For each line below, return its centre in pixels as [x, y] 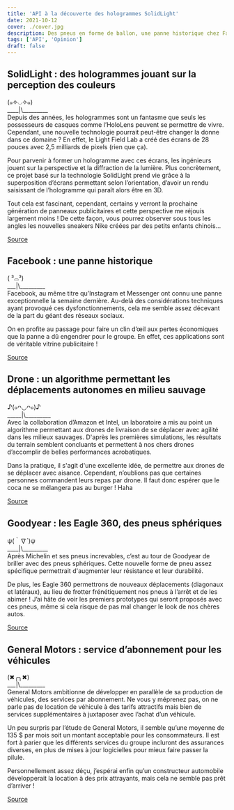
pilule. [16, 758]
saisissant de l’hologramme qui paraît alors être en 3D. [85, 190]
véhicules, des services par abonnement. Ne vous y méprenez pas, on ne [113, 700]
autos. [16, 614]
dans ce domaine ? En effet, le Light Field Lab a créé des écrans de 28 [108, 139]
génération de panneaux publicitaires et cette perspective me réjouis [106, 211]
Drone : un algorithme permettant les [89, 380]
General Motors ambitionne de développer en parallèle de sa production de [115, 692]
